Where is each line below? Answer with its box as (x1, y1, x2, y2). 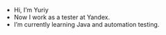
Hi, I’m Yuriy (13, 6, 49, 14)
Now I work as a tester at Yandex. (13, 13, 110, 21)
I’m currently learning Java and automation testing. (13, 21, 160, 28)
